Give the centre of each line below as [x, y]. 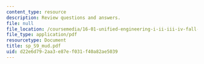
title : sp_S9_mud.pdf [34, 46]
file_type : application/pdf [42, 35]
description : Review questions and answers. [63, 18]
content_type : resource [36, 12]
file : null [20, 23]
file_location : [25, 29]
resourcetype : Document [36, 40]
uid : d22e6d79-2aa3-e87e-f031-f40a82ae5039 [62, 52]
